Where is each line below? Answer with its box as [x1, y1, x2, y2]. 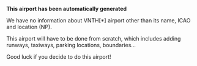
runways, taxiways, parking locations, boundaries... [6, 42, 136, 48]
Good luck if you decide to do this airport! [6, 53, 111, 60]
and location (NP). [6, 24, 52, 30]
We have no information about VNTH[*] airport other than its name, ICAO [6, 17, 191, 24]
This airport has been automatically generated [6, 5, 127, 12]
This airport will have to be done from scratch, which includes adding [6, 35, 181, 42]
